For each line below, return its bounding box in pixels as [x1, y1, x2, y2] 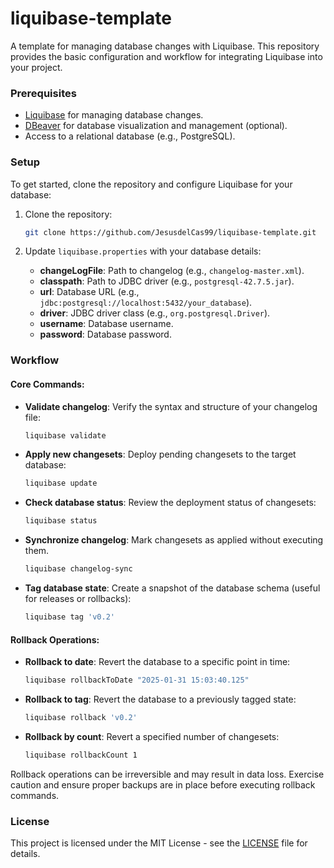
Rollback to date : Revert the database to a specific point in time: [24, 656, 291, 668]
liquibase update [24, 478, 98, 489]
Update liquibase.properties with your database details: [24, 245, 262, 257]
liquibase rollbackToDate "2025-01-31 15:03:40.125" [24, 675, 250, 686]
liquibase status [24, 516, 98, 526]
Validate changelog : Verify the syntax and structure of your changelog [24, 400, 318, 412]
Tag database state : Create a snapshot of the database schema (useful [24, 582, 321, 594]
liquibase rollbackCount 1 [24, 750, 138, 760]
